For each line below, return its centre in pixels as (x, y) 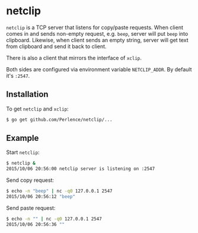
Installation (27, 94)
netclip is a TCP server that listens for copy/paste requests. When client (95, 27)
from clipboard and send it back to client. (56, 46)
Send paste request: (31, 208)
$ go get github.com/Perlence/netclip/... (59, 119)
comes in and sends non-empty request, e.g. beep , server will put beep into (97, 33)
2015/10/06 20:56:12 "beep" (41, 197)
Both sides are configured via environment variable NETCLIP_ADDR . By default (99, 69)
